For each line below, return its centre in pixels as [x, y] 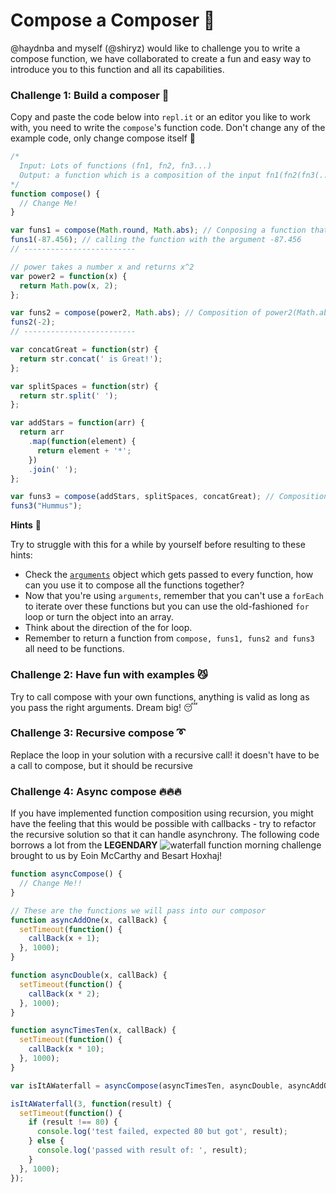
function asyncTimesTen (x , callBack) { [93, 1030]
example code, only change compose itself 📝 [103, 138]
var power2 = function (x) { [69, 276]
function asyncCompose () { [66, 874]
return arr [42, 432]
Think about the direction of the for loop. [108, 628]
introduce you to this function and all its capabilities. [117, 69]
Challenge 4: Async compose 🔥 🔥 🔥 [96, 791]
